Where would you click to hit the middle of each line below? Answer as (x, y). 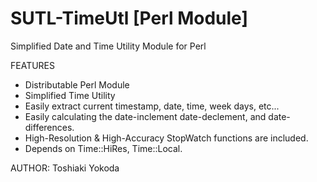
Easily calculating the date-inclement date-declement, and (145, 116)
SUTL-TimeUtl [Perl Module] (129, 18)
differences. (49, 127)
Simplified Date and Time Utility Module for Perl (108, 46)
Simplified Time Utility (70, 95)
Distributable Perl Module (77, 84)
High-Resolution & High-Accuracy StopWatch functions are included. (166, 138)
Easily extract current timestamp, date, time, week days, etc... (152, 106)
